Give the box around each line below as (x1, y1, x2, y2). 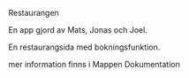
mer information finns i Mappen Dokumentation (8, 59, 180, 69)
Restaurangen (8, 8, 59, 18)
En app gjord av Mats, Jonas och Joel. (8, 25, 147, 35)
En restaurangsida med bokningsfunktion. (8, 42, 161, 52)
